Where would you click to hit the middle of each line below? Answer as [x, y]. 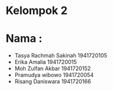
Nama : [24, 39]
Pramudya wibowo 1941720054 [54, 75]
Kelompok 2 [37, 11]
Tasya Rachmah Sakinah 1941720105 [61, 56]
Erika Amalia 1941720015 [46, 62]
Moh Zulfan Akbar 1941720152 [53, 68]
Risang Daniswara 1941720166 [53, 82]
